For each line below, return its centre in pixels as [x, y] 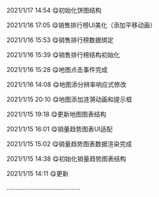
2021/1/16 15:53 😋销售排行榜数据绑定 [60, 40]
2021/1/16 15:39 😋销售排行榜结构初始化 [63, 55]
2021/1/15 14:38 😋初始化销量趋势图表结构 [66, 159]
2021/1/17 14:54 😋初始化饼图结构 [54, 10]
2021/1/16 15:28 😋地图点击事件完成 [57, 70]
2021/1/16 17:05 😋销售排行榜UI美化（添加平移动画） [81, 25]
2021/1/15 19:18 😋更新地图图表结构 [56, 114]
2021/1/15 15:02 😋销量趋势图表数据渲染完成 [69, 144]
